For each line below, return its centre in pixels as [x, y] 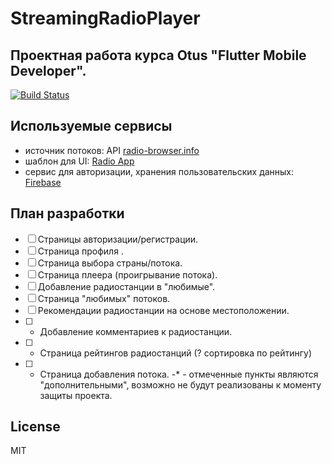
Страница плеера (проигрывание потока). [127, 274]
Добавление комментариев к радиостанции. [136, 331]
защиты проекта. [76, 395]
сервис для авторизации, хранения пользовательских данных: [159, 171]
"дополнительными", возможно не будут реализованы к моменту [180, 384]
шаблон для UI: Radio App [79, 161]
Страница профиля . [80, 251]
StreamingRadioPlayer [105, 18]
